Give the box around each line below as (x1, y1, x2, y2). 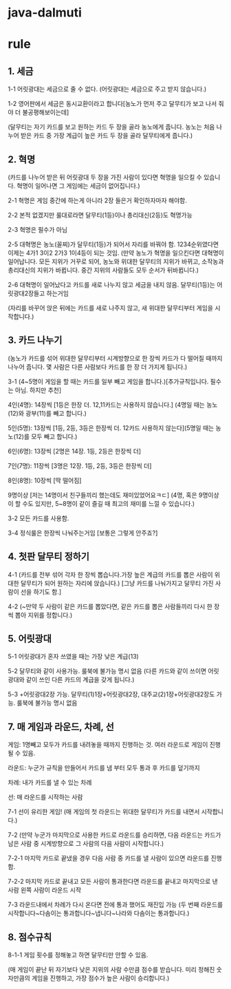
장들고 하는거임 (27, 289, 69, 297)
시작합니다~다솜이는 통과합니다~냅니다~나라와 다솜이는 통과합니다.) (8, 909, 190, 917)
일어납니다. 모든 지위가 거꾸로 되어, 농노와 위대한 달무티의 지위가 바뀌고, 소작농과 (8, 257, 224, 266)
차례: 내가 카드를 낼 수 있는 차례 (8, 778, 92, 787)
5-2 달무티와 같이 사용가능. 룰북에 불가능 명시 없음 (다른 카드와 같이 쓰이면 (8, 667, 207, 675)
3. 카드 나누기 (8, 334, 63, 346)
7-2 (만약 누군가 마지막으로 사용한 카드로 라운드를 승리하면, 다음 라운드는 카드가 (8, 831, 221, 839)
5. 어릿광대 (8, 633, 52, 645)
